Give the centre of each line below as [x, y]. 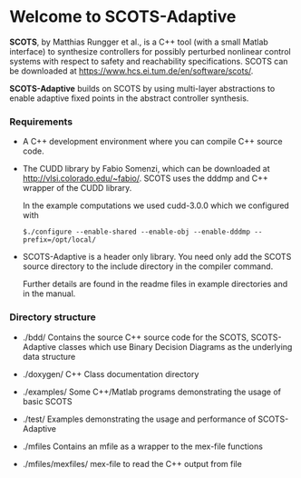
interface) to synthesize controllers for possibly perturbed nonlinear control [150, 51]
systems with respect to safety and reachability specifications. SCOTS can [149, 61]
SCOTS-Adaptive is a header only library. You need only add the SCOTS [157, 257]
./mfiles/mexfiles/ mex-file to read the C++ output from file [132, 463]
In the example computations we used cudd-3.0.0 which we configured [156, 205]
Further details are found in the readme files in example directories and [155, 284]
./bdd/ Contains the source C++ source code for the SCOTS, [136, 337]
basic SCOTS [47, 401]
